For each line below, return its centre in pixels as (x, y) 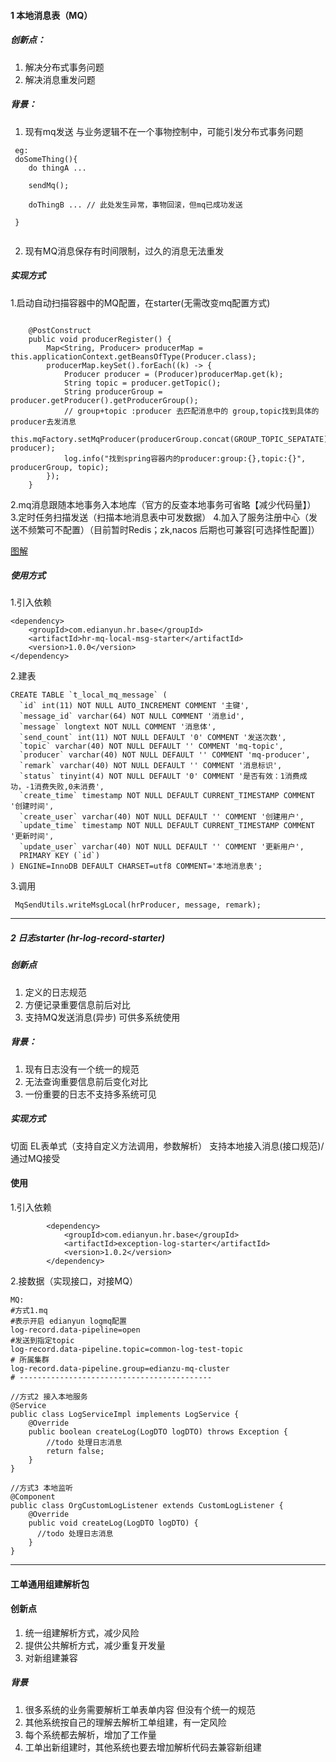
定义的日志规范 (55, 992)
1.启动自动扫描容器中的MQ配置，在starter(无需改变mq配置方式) (140, 302)
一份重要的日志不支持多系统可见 (90, 1094)
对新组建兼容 (51, 1657)
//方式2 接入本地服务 (49, 1396)
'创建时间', (32, 806)
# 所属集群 (30, 1360)
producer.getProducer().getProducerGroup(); (104, 400)
